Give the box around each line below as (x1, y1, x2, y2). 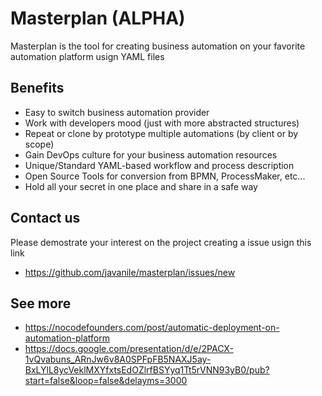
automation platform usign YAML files (10, 50, 165, 62)
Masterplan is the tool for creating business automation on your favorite (10, 40, 306, 52)
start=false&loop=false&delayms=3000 (24, 375, 188, 387)
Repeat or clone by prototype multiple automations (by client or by (24, 127, 299, 139)
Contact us (10, 210, 81, 227)
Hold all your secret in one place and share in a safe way (24, 180, 258, 192)
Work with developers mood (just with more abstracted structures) (24, 117, 300, 129)
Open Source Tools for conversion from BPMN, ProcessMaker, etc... (24, 170, 306, 182)
